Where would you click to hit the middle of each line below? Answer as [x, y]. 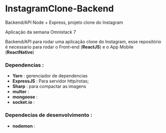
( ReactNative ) [20, 52]
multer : [21, 92]
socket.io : [23, 102]
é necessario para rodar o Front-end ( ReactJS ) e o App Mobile [69, 47]
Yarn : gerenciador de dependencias [50, 76]
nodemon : [24, 126]
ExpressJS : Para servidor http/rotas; [50, 81]
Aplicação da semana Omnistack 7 [41, 32]
